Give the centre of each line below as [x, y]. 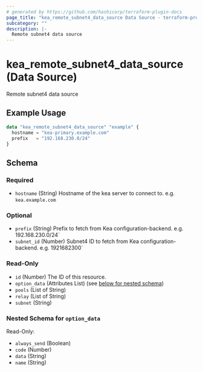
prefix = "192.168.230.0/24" [51, 138]
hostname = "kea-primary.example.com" [61, 133]
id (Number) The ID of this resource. [61, 277]
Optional [19, 215]
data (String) [31, 356]
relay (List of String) [40, 296]
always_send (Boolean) [43, 343]
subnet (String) [34, 302]
